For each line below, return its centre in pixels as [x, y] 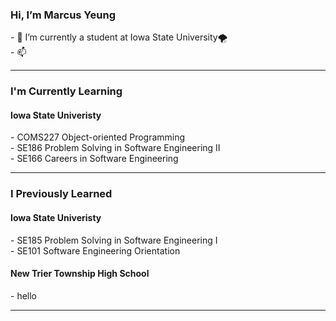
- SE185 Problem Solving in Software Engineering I [114, 240]
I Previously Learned [61, 194]
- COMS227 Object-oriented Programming [98, 137]
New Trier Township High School [80, 274]
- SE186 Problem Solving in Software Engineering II [115, 148]
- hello [23, 295]
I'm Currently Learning [66, 91]
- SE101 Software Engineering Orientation [95, 250]
